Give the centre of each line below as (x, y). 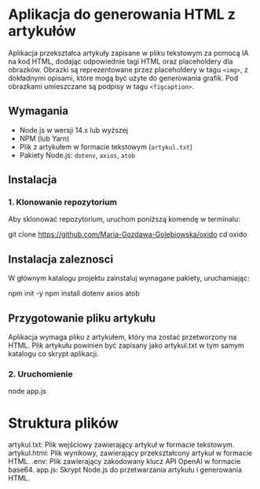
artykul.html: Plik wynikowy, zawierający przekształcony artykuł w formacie (130, 453)
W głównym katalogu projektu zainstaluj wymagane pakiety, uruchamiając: (129, 278)
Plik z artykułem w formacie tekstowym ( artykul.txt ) (106, 146)
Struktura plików (64, 423)
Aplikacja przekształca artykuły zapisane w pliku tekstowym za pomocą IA (128, 53)
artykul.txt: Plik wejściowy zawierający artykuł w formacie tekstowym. (121, 445)
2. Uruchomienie (40, 373)
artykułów (42, 31)
